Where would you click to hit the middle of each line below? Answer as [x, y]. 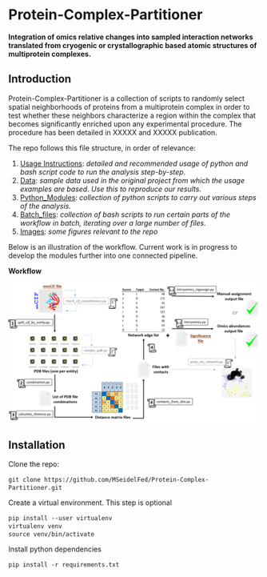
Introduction [40, 79]
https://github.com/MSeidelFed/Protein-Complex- [126, 480]
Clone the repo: [34, 464]
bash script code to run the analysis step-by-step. [103, 172]
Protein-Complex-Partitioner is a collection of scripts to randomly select [127, 98]
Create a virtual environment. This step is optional [90, 503]
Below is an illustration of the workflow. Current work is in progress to [123, 246]
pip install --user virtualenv [60, 519]
